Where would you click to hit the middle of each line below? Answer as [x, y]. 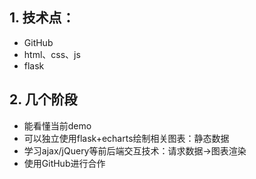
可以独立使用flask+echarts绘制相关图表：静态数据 [126, 138]
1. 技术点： [42, 18]
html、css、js [52, 54]
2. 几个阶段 [43, 99]
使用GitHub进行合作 [64, 163]
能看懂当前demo [57, 125]
